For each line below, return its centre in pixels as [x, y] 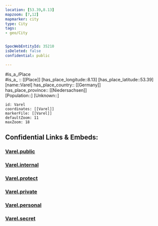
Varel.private [21, 192]
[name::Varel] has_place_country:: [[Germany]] [53, 85]
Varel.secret [20, 219]
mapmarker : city [22, 19]
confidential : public [28, 55]
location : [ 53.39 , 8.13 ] [30, 10]
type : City [16, 24]
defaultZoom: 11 [22, 118]
